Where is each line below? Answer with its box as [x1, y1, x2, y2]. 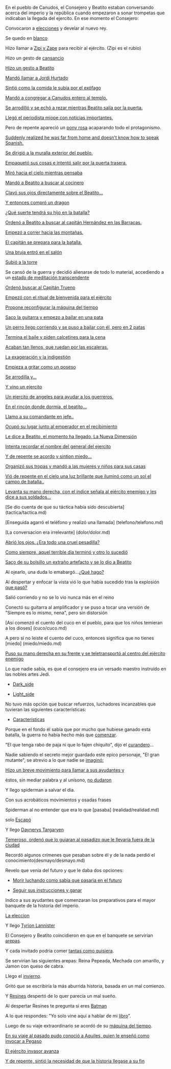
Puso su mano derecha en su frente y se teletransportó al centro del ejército [5, 651, 166, 656]
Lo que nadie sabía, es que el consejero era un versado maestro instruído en [5, 666, 166, 672]
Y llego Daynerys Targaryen [5, 826, 64, 833]
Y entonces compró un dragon [5, 199, 70, 206]
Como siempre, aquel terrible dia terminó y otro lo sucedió [5, 549, 128, 555]
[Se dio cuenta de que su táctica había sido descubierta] [5, 504, 125, 510]
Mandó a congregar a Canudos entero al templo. [5, 95, 108, 100]
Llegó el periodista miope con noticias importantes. [5, 115, 113, 120]
